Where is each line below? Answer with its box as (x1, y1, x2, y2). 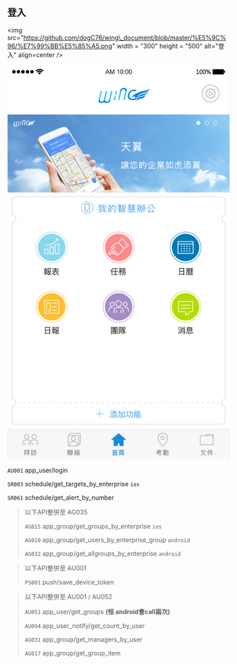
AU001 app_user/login (7, 466, 68, 474)
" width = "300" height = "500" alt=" (111, 42, 219, 50)
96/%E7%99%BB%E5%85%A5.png (7, 42, 113, 50)
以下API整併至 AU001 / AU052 (24, 593, 113, 601)
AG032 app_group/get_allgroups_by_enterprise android (24, 549, 181, 558)
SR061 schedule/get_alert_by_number (7, 493, 114, 502)
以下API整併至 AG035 (24, 508, 88, 517)
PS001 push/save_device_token (24, 578, 114, 586)
